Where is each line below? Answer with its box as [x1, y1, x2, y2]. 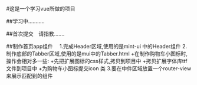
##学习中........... [6, 18, 45, 25]
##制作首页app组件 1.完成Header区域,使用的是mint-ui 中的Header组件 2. [6, 43, 188, 50]
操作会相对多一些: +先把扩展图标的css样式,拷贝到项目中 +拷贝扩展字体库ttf [6, 58, 188, 64]
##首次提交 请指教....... [6, 30, 65, 37]
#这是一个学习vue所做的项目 [6, 5, 75, 12]
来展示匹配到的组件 [6, 73, 53, 79]
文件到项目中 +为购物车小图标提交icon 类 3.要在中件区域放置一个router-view [6, 65, 192, 72]
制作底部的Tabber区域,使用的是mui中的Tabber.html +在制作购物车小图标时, [6, 50, 188, 57]
